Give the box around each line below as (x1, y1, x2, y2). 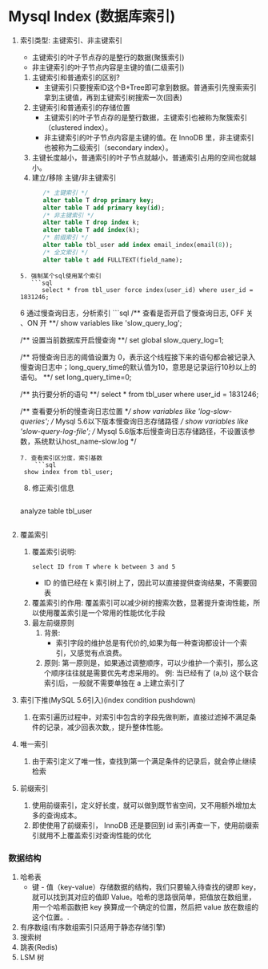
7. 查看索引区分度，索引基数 (19, 454, 102, 462)
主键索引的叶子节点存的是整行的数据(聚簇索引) (31, 52, 185, 62)
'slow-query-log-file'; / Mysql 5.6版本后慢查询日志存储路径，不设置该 (19, 426, 249, 436)
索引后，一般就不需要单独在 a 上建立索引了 (43, 678, 186, 687)
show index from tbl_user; (23, 468, 114, 476)
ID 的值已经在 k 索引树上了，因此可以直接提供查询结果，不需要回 (43, 578, 258, 587)
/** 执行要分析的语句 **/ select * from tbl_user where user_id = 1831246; (19, 389, 259, 399)
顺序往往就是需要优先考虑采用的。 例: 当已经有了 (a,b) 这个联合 (50, 667, 258, 678)
